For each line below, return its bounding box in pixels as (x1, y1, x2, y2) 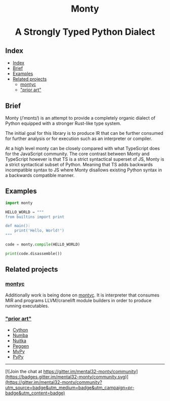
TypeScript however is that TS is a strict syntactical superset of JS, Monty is (5, 156, 164, 162)
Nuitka (12, 338, 27, 344)
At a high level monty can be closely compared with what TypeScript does (5, 145, 160, 151)
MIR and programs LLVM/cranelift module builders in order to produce (5, 297, 152, 303)
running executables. (5, 303, 49, 309)
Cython (12, 326, 28, 333)
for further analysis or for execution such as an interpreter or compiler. (5, 135, 152, 141)
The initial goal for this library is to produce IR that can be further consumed (5, 130, 163, 136)
